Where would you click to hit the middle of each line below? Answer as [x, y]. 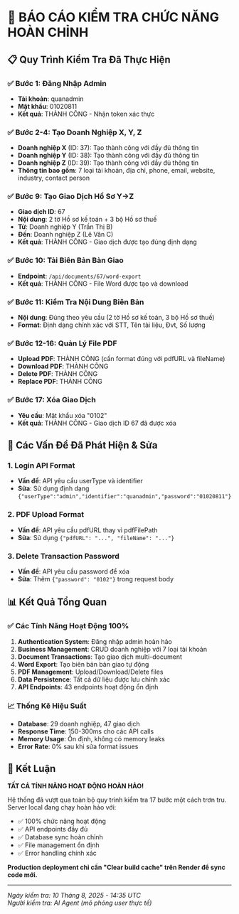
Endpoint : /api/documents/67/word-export [79, 276]
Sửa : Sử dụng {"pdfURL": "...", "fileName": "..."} [96, 537]
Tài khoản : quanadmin [51, 99]
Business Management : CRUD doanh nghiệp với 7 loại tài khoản [112, 649]
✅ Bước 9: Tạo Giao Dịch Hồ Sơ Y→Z [71, 196]
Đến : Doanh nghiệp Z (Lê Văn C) [65, 235]
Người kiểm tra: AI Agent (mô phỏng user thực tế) [80, 903]
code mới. [22, 875]
